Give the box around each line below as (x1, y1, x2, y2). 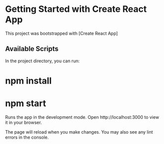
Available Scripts (5, 45, 58, 53)
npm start (5, 98, 46, 109)
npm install (5, 75, 52, 86)
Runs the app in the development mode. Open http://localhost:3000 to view (5, 114, 160, 120)
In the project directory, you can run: (5, 58, 80, 64)
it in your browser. (5, 119, 42, 125)
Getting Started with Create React (5, 3, 147, 15)
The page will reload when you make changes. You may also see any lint (5, 129, 153, 135)
